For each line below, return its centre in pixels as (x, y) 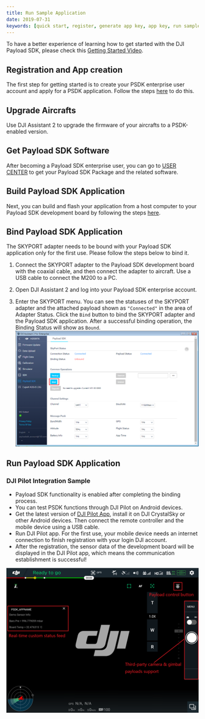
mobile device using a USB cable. (57, 527)
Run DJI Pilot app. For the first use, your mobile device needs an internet (106, 533)
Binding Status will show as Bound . (58, 328)
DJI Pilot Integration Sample (48, 481)
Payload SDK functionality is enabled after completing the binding (98, 494)
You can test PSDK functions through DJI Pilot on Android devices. (99, 507)
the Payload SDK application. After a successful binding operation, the (103, 321)
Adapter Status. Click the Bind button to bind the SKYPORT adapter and (105, 315)
